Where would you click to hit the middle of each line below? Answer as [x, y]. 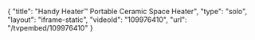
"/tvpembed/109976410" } [50, 28]
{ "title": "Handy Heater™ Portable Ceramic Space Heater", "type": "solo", [127, 11]
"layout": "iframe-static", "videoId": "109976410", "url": [98, 20]
